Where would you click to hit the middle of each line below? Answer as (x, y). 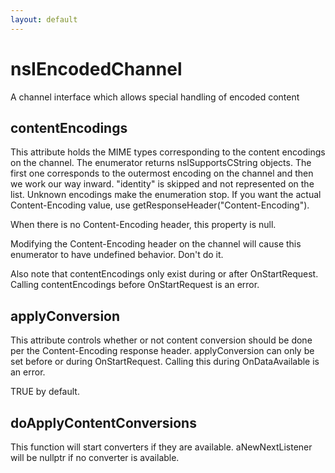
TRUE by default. (45, 392)
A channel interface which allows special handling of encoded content (155, 97)
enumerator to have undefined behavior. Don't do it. (117, 255)
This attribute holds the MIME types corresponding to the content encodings (168, 152)
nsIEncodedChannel (96, 68)
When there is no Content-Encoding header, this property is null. (143, 225)
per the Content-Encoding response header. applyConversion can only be (162, 351)
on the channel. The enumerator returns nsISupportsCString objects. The (161, 163)
